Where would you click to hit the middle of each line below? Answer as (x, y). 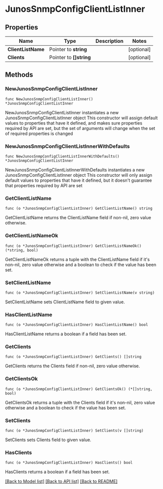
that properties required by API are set (44, 185)
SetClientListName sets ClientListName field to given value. (65, 302)
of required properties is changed (39, 133)
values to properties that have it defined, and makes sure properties (74, 123)
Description (109, 41)
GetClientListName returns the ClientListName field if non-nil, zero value (78, 218)
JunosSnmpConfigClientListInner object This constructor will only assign (79, 175)
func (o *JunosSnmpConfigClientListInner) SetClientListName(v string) (80, 293)
